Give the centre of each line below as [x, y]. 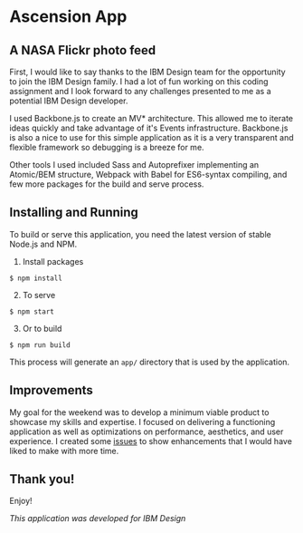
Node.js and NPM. [43, 244]
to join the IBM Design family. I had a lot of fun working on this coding [139, 82]
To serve [39, 295]
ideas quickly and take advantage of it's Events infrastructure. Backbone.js [149, 128]
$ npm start [32, 311]
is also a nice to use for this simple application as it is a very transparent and [151, 137]
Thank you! [42, 479]
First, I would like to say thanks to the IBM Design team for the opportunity [148, 72]
